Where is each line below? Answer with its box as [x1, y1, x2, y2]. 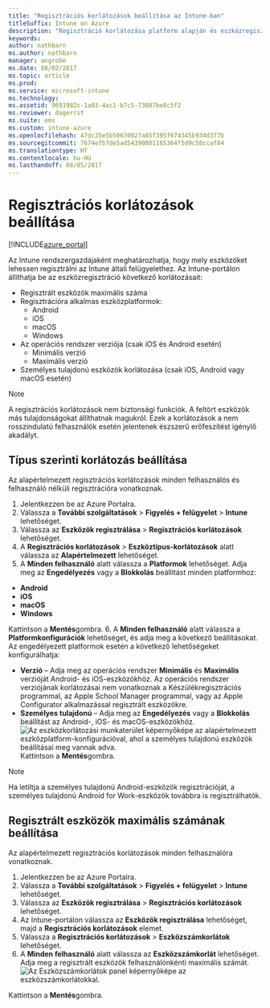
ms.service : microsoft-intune [8, 86, 110, 95]
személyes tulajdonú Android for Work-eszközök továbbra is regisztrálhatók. [8, 790, 262, 800]
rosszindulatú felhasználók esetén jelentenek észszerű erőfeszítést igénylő [8, 422, 257, 431]
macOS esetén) [19, 373, 72, 383]
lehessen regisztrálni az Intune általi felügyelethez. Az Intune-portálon [8, 264, 240, 274]
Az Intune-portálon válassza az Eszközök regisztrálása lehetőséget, [19, 915, 247, 924]
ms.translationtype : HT [8, 146, 88, 154]
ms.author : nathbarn [8, 49, 78, 57]
